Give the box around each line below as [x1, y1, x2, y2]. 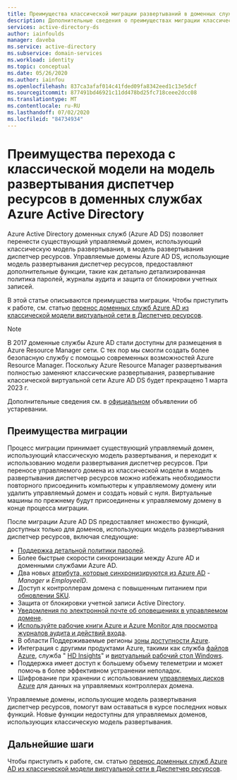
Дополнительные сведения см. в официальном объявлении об [7, 397, 197, 405]
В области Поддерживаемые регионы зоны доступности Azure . [17, 636, 210, 645]
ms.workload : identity [7, 57, 74, 64]
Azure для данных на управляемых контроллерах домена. [17, 682, 194, 690]
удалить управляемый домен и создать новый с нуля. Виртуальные [7, 489, 212, 497]
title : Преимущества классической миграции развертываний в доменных [7, 10, 217, 18]
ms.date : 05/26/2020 [7, 69, 68, 76]
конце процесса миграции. [7, 503, 90, 513]
